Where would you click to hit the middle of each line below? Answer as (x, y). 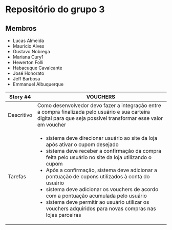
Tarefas (17, 176)
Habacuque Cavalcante (37, 68)
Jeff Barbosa (26, 79)
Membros (21, 28)
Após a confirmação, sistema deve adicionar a (101, 170)
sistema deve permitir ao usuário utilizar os (98, 202)
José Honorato (28, 73)
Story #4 (20, 97)
